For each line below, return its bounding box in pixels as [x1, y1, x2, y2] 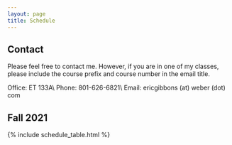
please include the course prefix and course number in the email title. [7, 70, 211, 78]
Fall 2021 [7, 112, 48, 124]
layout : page [7, 10, 46, 18]
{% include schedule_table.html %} [7, 131, 111, 139]
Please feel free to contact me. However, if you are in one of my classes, [7, 62, 219, 71]
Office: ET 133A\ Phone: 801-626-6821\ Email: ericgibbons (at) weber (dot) [7, 83, 226, 92]
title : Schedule [7, 17, 55, 24]
